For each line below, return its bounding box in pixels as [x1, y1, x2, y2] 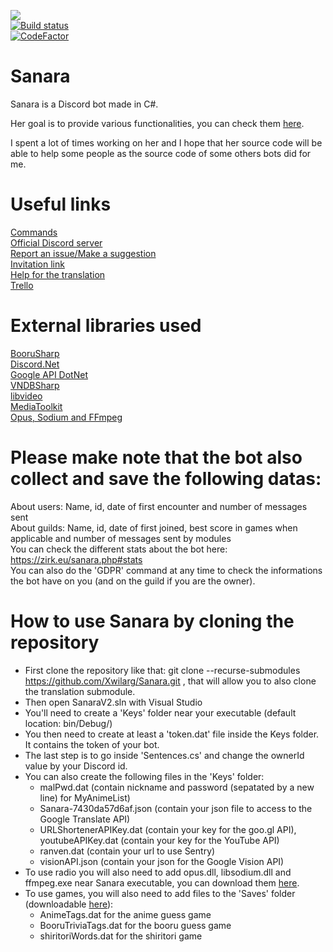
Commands [10, 226, 58, 238]
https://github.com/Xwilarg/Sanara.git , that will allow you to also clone [24, 675, 317, 687]
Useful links [10, 193, 112, 216]
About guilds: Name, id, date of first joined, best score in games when [10, 521, 298, 534]
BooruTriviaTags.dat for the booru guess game [39, 919, 232, 931]
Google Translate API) [39, 813, 131, 825]
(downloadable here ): [24, 898, 114, 910]
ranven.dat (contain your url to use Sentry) [39, 845, 216, 857]
